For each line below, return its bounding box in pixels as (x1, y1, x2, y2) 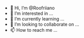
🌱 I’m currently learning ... (10, 16, 65, 22)
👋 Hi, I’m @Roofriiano (10, 5, 55, 11)
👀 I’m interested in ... (10, 10, 53, 16)
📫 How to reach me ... (10, 27, 58, 33)
